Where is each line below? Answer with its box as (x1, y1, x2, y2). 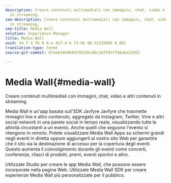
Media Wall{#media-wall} (5, 76, 116, 88)
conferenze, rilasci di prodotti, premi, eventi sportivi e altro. (5, 151, 129, 158)
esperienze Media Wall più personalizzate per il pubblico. (5, 172, 125, 178)
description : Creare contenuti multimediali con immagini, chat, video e (5, 7, 165, 13)
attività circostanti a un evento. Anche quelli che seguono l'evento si (5, 125, 149, 131)
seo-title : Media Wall (5, 26, 53, 32)
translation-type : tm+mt (5, 45, 58, 50)
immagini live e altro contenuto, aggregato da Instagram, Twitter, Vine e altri (5, 114, 164, 120)
